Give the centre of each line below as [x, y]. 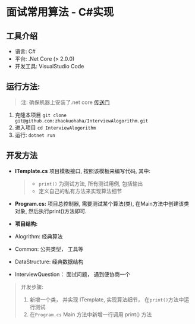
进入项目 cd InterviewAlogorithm [55, 127]
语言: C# [25, 51]
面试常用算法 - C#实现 [60, 12]
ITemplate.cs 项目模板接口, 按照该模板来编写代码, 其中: [82, 171]
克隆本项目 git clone [41, 115]
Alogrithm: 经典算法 [39, 236]
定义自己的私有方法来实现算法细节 [80, 191]
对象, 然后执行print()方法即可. [51, 211]
